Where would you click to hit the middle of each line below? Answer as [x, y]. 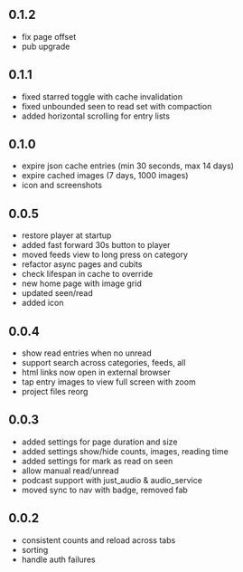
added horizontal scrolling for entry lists [96, 116]
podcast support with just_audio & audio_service [112, 480]
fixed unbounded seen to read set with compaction [117, 106]
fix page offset [49, 36]
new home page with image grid [81, 283]
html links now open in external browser [96, 372]
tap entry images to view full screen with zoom [108, 382]
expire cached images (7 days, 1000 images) [105, 176]
